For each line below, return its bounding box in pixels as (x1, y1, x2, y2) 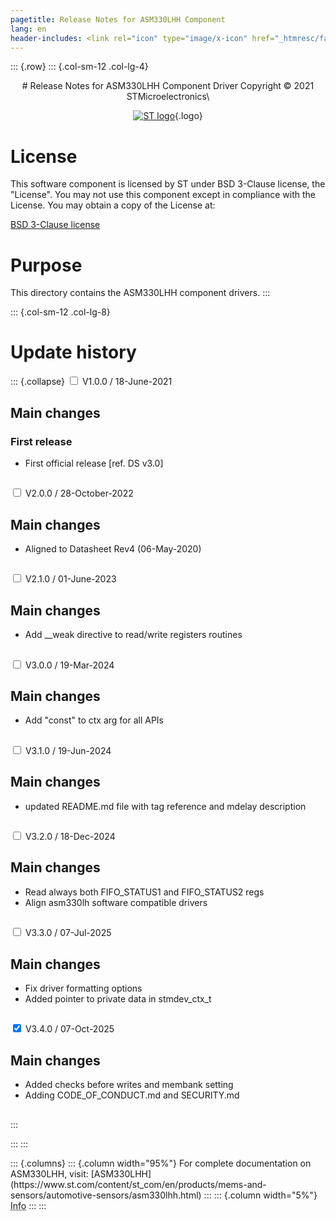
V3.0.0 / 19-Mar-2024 (24, 659, 115, 671)
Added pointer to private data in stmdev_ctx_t (24, 993, 212, 1005)
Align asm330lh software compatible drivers (24, 896, 208, 908)
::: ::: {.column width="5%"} (203, 1189, 318, 1201)
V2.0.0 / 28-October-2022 (24, 487, 134, 500)
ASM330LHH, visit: (10, 1167, 89, 1180)
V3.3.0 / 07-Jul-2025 (24, 927, 112, 939)
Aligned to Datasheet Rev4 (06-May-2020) (24, 543, 202, 555)
